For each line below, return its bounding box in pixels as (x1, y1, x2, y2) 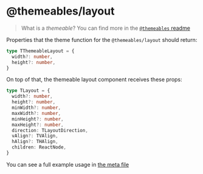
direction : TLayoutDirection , (12, 127, 88, 133)
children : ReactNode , (12, 144, 67, 150)
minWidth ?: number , (12, 105, 61, 111)
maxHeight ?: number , (12, 122, 64, 128)
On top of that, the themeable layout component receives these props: (6, 76, 182, 83)
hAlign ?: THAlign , (12, 139, 59, 145)
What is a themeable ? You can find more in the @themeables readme (21, 24, 190, 32)
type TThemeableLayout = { (6, 47, 75, 54)
